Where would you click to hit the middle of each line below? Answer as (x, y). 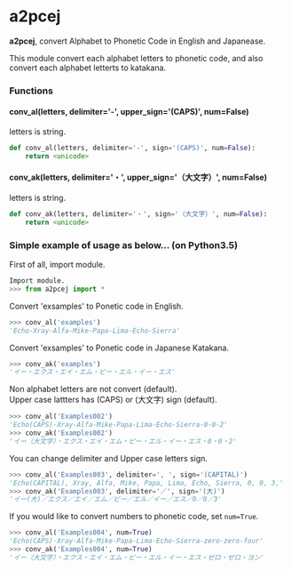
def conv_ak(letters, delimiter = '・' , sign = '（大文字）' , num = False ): (138, 214)
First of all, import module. (57, 265)
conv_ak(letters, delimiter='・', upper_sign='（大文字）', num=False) (138, 177)
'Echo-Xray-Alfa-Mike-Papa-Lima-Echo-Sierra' (94, 331)
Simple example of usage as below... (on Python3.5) (123, 245)
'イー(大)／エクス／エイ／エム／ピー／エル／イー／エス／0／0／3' (115, 500)
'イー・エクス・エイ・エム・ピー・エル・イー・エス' (92, 372)
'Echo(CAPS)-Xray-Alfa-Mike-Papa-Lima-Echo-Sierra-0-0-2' (118, 425)
